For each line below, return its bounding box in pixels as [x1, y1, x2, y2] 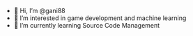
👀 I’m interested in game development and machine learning [13, 14, 187, 22]
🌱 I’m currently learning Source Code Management [13, 21, 160, 29]
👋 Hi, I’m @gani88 [13, 7, 65, 15]
